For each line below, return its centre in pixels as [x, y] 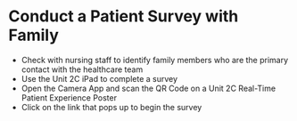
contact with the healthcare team [82, 69]
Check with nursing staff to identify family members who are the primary [155, 60]
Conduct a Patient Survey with [124, 16]
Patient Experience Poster [69, 97]
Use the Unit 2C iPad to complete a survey [99, 78]
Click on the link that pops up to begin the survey [111, 107]
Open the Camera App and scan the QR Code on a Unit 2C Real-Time [148, 88]
